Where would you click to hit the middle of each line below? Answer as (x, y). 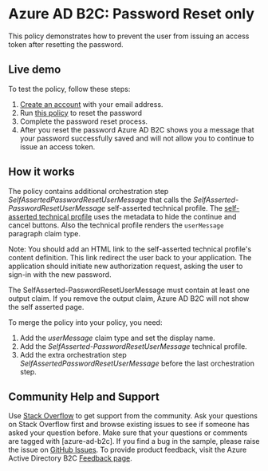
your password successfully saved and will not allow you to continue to (137, 138)
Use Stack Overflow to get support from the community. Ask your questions (133, 416)
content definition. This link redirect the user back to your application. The (130, 257)
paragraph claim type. (45, 233)
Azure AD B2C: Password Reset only (132, 14)
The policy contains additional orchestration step (89, 191)
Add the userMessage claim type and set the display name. (117, 338)
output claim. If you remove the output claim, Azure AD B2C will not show (129, 298)
